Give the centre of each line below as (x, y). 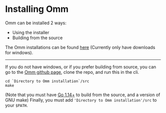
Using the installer (31, 32)
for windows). (19, 53)
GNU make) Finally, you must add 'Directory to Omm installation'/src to (81, 100)
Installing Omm (37, 9)
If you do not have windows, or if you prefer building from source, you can (81, 67)
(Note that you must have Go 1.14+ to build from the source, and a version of (83, 95)
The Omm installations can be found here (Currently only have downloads (80, 47)
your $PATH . (17, 105)
